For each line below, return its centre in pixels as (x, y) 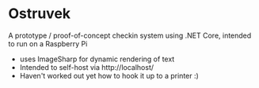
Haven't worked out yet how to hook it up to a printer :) (109, 75)
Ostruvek (40, 14)
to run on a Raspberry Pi (48, 43)
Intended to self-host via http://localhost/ (87, 67)
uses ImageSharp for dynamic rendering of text (97, 59)
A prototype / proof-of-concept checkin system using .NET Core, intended (130, 35)
